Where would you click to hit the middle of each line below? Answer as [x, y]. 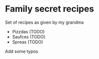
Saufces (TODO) [29, 37]
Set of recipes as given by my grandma [44, 22]
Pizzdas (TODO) [28, 31]
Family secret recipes [49, 9]
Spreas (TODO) [28, 42]
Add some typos [21, 51]
